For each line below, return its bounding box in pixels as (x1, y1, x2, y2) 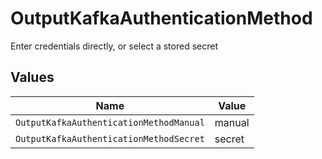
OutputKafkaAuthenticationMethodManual (15, 117, 205, 128)
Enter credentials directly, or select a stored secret (10, 40, 218, 52)
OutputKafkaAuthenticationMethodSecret (15, 133, 205, 144)
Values (10, 69, 55, 86)
